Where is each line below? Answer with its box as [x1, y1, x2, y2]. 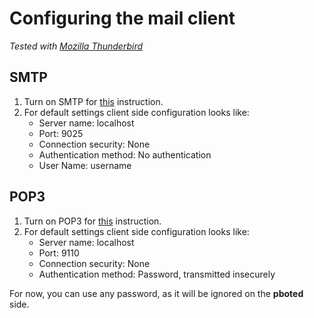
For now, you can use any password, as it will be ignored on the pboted [9, 287, 304, 299]
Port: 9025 [38, 127, 84, 139]
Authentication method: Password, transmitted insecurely [38, 268, 276, 280]
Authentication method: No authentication [38, 148, 212, 161]
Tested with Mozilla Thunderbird [9, 40, 144, 52]
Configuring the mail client [9, 7, 236, 30]
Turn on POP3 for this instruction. [23, 215, 162, 227]
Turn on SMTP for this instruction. [23, 95, 164, 107]
